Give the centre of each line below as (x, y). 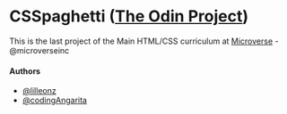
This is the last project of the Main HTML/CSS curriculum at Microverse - (144, 41)
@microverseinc (39, 50)
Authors (25, 71)
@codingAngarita (55, 101)
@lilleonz (39, 91)
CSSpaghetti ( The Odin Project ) (129, 16)
